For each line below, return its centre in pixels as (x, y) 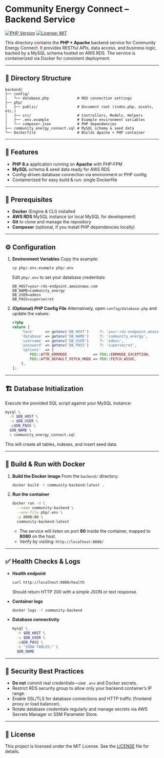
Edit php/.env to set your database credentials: (59, 277)
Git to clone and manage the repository (51, 222)
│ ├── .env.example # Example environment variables (75, 120)
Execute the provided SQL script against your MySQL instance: (68, 403)
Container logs (27, 601)
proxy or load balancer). (36, 704)
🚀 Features (22, 152)
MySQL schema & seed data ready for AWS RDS (61, 169)
